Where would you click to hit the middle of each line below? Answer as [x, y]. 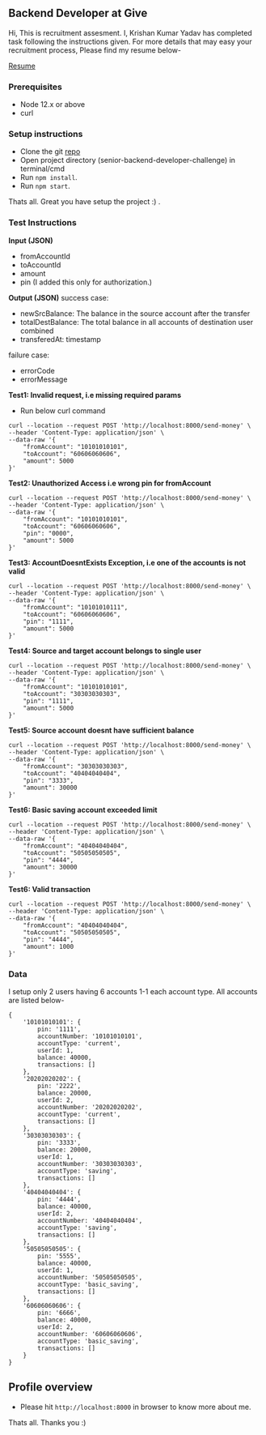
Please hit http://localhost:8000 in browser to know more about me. [135, 1407]
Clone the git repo [50, 152]
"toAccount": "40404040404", [72, 773]
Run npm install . [49, 177]
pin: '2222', [59, 1086]
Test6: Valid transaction [50, 889]
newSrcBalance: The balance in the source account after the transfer [135, 313]
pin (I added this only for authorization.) [86, 282]
